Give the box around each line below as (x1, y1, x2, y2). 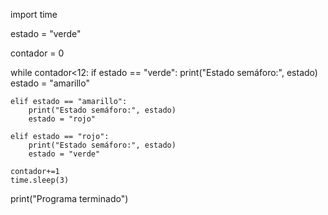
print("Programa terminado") (10, 193, 129, 204)
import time (10, 9, 58, 20)
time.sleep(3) (10, 175, 70, 185)
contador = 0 (10, 47, 65, 59)
